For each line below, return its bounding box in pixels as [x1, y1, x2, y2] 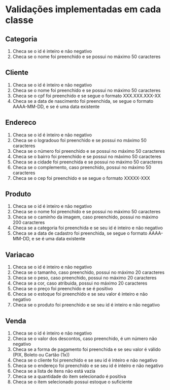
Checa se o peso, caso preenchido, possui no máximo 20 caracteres [12, 275, 157, 281]
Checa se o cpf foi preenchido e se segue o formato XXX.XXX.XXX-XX [12, 93, 161, 99]
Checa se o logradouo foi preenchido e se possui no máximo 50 [12, 137, 147, 143]
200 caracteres [12, 219, 45, 226]
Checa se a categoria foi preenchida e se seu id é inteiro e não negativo [12, 225, 163, 231]
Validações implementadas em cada [5, 4, 161, 15]
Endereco [5, 118, 37, 127]
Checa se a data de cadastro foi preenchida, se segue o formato [12, 230, 148, 236]
